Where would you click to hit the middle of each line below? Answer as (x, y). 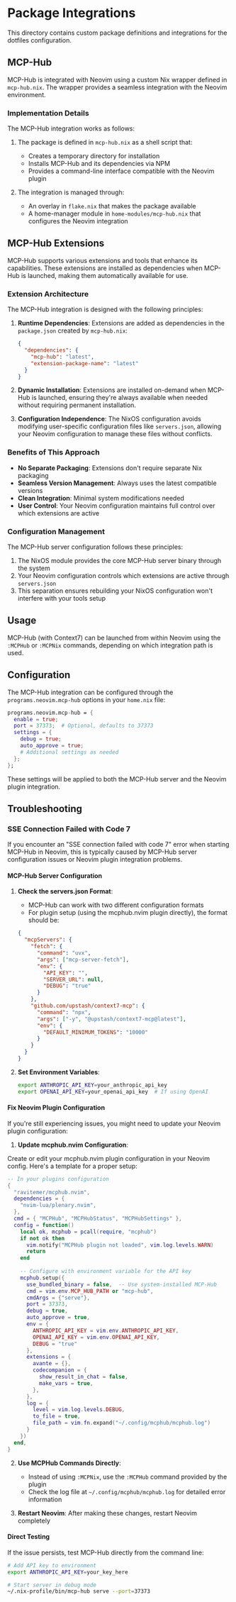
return (36, 1252)
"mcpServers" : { (48, 940)
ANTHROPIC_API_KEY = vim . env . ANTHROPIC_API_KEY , (106, 1330)
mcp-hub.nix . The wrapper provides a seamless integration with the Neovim (117, 87)
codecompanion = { (60, 1370)
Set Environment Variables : (59, 1072)
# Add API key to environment (52, 1565)
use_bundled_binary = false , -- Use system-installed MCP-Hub (122, 1284)
